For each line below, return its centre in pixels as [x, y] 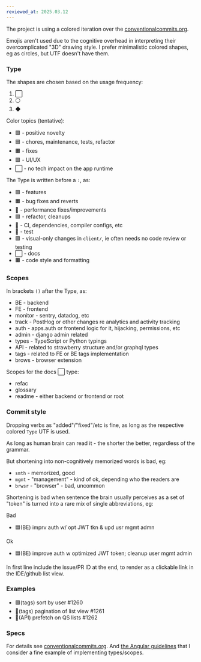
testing [23, 247]
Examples [21, 589]
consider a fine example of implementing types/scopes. [75, 652]
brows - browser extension [48, 360]
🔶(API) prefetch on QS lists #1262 [56, 618]
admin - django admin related [51, 335]
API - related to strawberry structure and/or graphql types [87, 348]
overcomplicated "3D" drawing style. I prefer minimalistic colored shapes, [97, 47]
